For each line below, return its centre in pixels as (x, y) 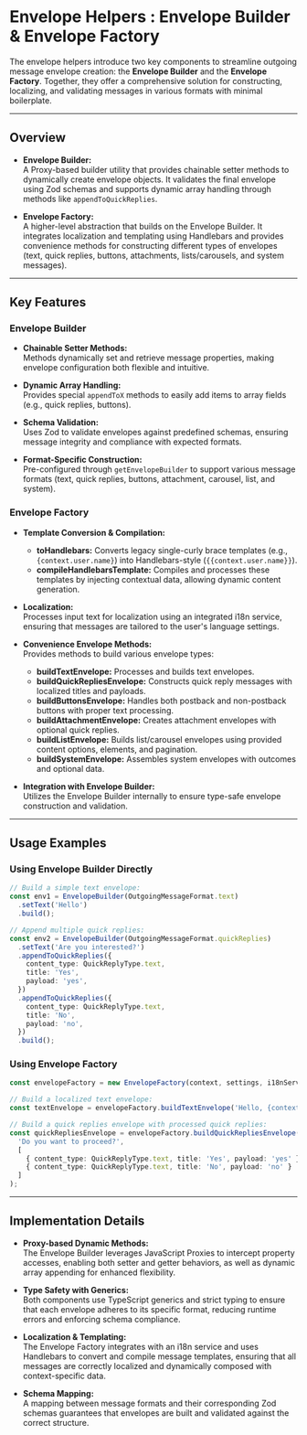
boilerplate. (31, 100)
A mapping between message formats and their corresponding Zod (149, 1403)
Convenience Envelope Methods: (87, 644)
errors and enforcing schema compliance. (101, 1319)
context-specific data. (64, 1376)
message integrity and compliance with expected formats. (132, 442)
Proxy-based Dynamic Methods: (85, 1243)
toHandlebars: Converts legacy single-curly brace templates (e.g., (162, 550)
